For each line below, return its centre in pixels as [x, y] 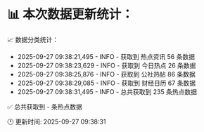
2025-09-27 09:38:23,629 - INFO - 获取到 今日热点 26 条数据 [107, 65]
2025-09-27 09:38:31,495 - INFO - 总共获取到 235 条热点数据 [107, 91]
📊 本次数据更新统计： [70, 14]
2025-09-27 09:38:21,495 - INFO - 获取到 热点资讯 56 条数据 [106, 56]
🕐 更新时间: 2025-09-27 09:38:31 [57, 121]
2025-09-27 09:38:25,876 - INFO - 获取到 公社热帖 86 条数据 [106, 74]
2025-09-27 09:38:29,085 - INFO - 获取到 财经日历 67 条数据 [106, 83]
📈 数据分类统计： [33, 39]
